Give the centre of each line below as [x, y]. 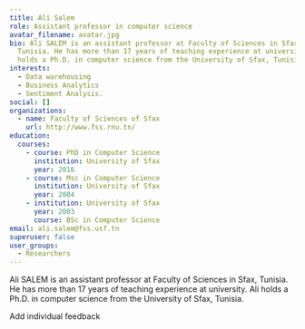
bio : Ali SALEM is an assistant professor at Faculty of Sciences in [144, 43]
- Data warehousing [54, 77]
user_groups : [34, 246]
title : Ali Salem [42, 18]
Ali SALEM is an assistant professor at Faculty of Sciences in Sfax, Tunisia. [149, 280]
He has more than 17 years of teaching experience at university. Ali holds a [149, 289]
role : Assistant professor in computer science [101, 26]
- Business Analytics [59, 85]
